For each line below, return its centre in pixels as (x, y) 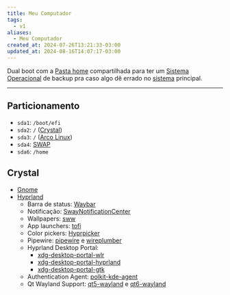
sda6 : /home (33, 152)
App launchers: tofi (54, 225)
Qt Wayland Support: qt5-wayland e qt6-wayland (97, 283)
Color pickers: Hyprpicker (64, 233)
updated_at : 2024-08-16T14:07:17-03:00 (64, 52)
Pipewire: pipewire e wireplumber (74, 240)
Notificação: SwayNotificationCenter (79, 211)
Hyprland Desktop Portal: (63, 247)
